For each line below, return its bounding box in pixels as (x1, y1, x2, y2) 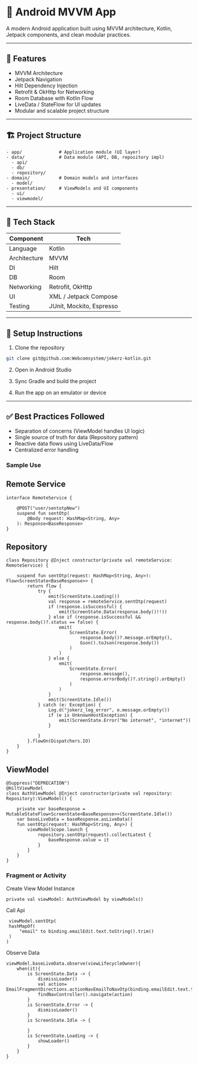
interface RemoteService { (6, 495, 72, 501)
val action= (37, 981, 67, 987)
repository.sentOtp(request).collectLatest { (37, 832, 151, 838)
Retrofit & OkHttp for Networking (14, 88, 94, 95)
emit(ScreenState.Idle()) (48, 697, 112, 703)
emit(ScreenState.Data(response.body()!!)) (58, 609, 167, 615)
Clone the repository (14, 344, 65, 351)
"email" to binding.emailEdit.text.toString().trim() (19, 928, 154, 935)
